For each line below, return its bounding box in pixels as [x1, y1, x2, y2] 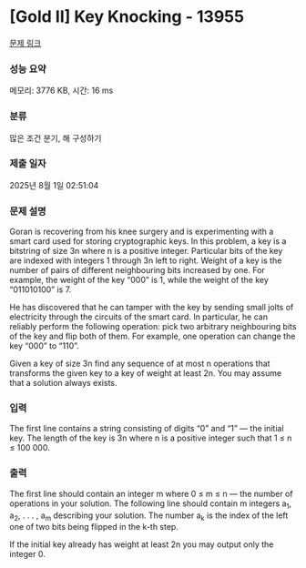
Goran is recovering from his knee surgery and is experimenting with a [9, 226, 274, 238]
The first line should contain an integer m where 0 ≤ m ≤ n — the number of [9, 488, 293, 499]
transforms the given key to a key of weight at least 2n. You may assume [9, 368, 282, 379]
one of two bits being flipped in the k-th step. [9, 522, 179, 532]
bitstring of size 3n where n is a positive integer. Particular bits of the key [9, 246, 283, 257]
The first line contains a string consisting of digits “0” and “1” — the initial [9, 423, 284, 434]
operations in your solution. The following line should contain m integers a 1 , [9, 498, 292, 511]
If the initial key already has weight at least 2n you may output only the [9, 539, 274, 550]
